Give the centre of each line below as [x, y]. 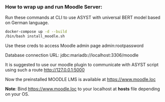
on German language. [27, 23]
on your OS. [17, 94]
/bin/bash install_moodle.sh [35, 36]
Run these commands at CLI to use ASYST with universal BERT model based [83, 18]
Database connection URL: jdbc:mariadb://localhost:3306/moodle [72, 55]
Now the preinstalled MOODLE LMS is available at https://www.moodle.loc [81, 79]
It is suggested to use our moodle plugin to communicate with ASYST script [82, 65]
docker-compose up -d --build [36, 32]
